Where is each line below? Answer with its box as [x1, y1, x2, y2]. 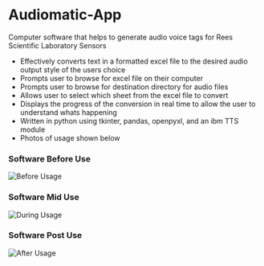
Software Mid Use [8, 191, 79, 203]
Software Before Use [8, 153, 91, 164]
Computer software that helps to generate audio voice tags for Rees [8, 32, 234, 42]
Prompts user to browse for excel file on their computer [19, 73, 203, 83]
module [19, 125, 46, 134]
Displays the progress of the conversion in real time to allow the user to [19, 99, 256, 108]
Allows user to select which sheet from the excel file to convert [19, 90, 229, 100]
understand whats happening [19, 107, 118, 117]
